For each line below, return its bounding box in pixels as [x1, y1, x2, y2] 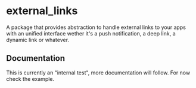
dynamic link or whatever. [6, 36, 70, 43]
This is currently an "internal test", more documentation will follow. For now [6, 69, 191, 76]
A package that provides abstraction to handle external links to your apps [6, 24, 186, 31]
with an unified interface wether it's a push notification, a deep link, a [6, 30, 176, 37]
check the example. [6, 75, 55, 82]
